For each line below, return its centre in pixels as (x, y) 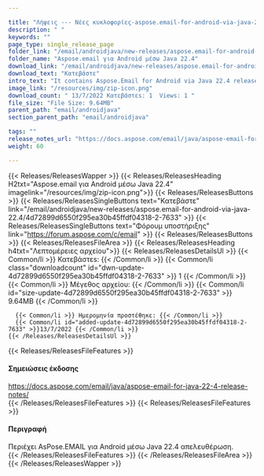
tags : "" (22, 132)
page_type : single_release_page (61, 44)
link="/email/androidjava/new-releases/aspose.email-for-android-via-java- (130, 208)
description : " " (37, 30)
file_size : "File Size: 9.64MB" (61, 103)
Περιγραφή (27, 429)
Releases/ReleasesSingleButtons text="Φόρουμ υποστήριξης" (109, 226)
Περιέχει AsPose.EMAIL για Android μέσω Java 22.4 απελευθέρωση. (121, 447)
